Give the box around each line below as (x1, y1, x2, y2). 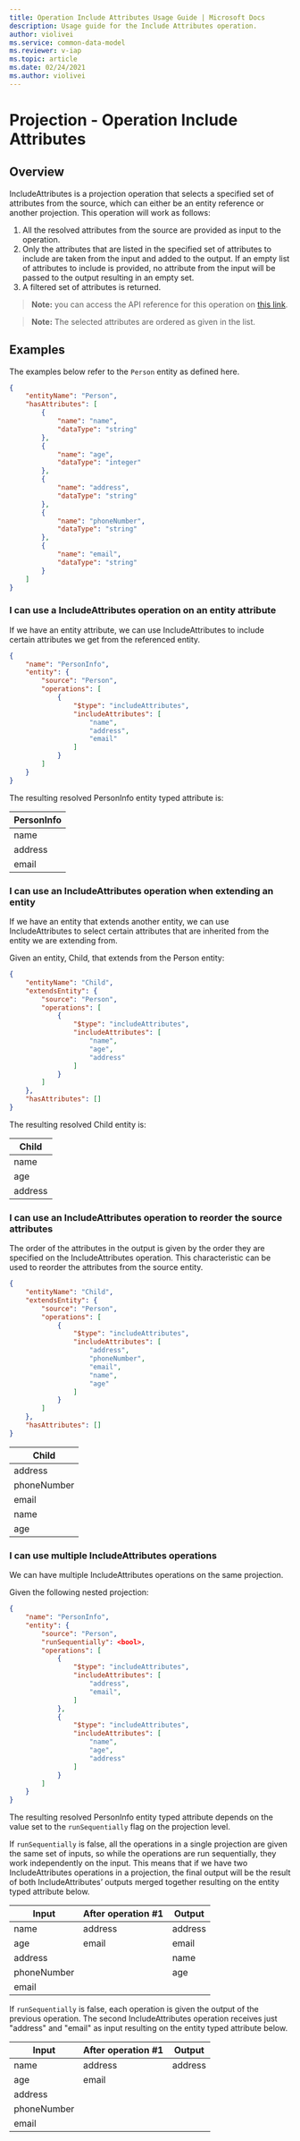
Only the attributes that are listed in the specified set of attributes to (21, 243, 272, 254)
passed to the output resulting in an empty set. (21, 272, 195, 283)
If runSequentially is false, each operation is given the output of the (9, 2004, 259, 2015)
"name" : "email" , (56, 550, 122, 559)
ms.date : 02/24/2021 (9, 64, 87, 73)
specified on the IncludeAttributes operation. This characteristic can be (9, 1252, 271, 1263)
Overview (9, 165, 65, 180)
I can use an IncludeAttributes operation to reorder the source (9, 1211, 283, 1224)
